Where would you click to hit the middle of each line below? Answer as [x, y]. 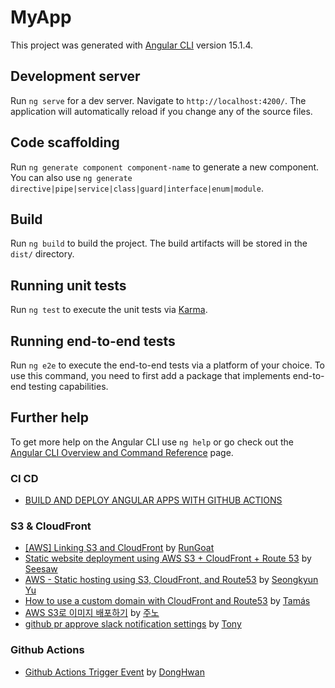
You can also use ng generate [71, 177]
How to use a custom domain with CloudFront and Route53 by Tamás [167, 601]
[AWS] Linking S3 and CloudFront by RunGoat [119, 548]
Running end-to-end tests [93, 341]
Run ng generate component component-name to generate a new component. [165, 167]
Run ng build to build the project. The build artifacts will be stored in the [159, 243]
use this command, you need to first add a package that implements [150, 375]
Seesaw [41, 569]
